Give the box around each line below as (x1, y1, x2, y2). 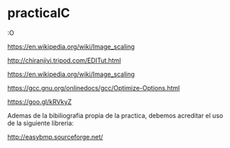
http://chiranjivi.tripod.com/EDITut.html (7, 55, 121, 65)
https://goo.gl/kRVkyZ (7, 97, 72, 106)
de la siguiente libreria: (7, 119, 75, 127)
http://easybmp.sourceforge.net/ (7, 132, 104, 141)
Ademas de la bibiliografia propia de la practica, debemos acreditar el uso (7, 111, 224, 120)
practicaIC (7, 5, 70, 21)
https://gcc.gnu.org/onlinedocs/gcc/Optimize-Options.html (7, 83, 180, 92)
